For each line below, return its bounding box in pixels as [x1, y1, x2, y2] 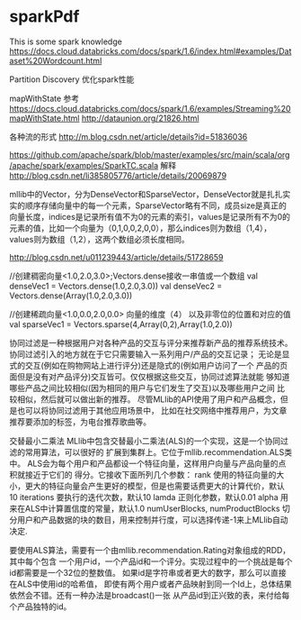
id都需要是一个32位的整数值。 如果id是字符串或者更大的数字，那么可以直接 [9, 567, 288, 578]
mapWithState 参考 [9, 93, 80, 104]
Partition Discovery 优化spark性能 [9, 74, 135, 85]
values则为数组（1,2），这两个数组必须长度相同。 [9, 233, 190, 244]
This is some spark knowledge [9, 36, 123, 47]
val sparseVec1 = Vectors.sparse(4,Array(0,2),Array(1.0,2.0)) [9, 318, 234, 330]
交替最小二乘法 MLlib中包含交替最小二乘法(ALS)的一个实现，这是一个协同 [9, 435, 281, 446]
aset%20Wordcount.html [9, 55, 102, 66]
